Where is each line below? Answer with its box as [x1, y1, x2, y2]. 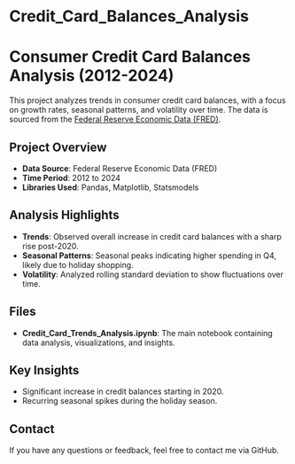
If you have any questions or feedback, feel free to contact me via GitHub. [9, 445, 279, 456]
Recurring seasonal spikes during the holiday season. [21, 396, 218, 406]
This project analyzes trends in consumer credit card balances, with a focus [9, 95, 286, 106]
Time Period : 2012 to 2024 [21, 172, 121, 183]
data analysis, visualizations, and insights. [21, 337, 175, 348]
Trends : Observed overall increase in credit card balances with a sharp [21, 231, 282, 241]
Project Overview [9, 139, 107, 154]
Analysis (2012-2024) [9, 66, 175, 86]
